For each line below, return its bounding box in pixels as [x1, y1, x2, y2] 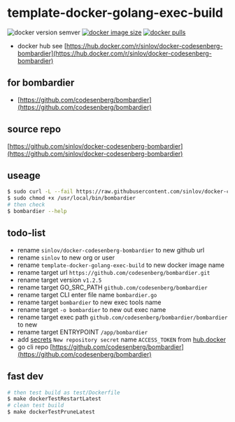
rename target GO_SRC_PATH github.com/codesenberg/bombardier [17, 283, 208, 292]
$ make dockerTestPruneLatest [7, 409, 96, 416]
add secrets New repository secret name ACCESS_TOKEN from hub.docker [17, 335, 226, 343]
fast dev [7, 370, 44, 383]
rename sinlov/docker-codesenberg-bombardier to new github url [17, 245, 205, 254]
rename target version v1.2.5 [17, 275, 102, 284]
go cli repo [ [17, 342, 52, 351]
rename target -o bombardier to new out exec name [17, 305, 166, 313]
